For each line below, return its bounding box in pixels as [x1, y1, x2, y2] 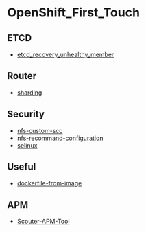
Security [7, 108, 45, 120]
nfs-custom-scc [16, 126, 63, 135]
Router [7, 70, 37, 82]
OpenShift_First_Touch [7, 5, 141, 21]
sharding [16, 88, 42, 97]
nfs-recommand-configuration [16, 134, 104, 142]
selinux [16, 141, 38, 149]
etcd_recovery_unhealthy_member [16, 50, 114, 58]
